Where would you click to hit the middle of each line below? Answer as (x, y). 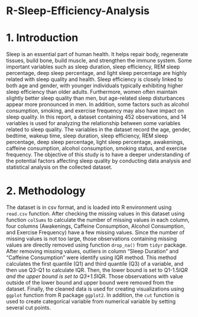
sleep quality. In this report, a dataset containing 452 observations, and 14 (96, 117)
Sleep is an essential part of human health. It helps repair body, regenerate (97, 54)
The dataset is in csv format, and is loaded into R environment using (89, 207)
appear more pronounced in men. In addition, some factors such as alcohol (98, 104)
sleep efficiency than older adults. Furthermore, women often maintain (92, 92)
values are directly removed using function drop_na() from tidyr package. (97, 245)
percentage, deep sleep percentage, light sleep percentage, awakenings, (95, 142)
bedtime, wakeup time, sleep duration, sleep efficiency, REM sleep (87, 136)
